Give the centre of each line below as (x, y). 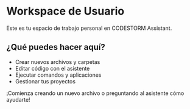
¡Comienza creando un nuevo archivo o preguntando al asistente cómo (95, 93)
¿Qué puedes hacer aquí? (56, 47)
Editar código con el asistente (52, 68)
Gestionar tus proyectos (45, 81)
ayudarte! (18, 99)
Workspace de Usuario (65, 11)
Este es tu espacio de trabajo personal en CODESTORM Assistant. (89, 28)
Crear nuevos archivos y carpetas (58, 62)
